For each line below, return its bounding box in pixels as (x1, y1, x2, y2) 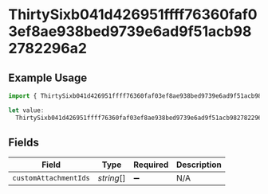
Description (176, 159, 222, 170)
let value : (8, 106, 45, 114)
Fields (8, 136, 40, 149)
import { (8, 92, 37, 100)
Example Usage (8, 71, 88, 84)
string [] (97, 173, 126, 184)
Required (133, 159, 169, 170)
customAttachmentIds (12, 173, 90, 183)
